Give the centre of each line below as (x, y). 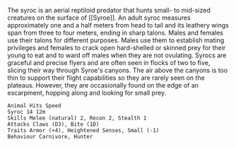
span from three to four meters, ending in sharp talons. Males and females (116, 33)
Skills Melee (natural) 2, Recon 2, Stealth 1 (77, 118)
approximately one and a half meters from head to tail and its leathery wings (118, 25)
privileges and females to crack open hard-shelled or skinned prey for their (117, 48)
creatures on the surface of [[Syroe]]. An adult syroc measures (99, 18)
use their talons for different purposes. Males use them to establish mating (116, 40)
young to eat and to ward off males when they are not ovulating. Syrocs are (117, 55)
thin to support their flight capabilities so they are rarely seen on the (106, 78)
